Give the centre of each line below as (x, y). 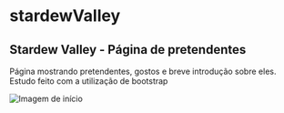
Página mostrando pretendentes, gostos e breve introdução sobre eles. (143, 71)
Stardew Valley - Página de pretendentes (128, 50)
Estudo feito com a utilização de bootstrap (89, 81)
